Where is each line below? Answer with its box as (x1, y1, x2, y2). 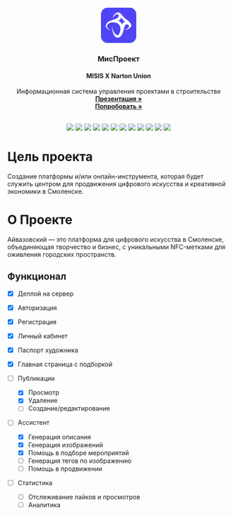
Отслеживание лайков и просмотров (28, 492, 141, 501)
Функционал (7, 271, 67, 283)
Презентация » (95, 95, 143, 103)
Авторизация (17, 303, 58, 312)
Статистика (17, 478, 53, 487)
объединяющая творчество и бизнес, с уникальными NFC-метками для (7, 243, 226, 251)
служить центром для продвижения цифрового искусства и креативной (7, 180, 226, 188)
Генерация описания (28, 432, 92, 441)
